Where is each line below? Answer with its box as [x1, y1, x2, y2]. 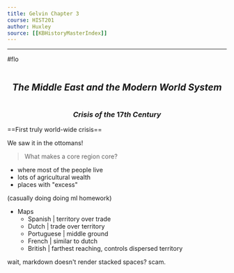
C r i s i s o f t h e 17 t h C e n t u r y [72, 109, 162, 119]
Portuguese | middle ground [27, 230, 109, 238]
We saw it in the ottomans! [7, 139, 84, 147]
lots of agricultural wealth [17, 173, 91, 181]
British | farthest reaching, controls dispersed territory [27, 245, 183, 253]
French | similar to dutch [27, 237, 97, 245]
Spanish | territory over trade [27, 215, 111, 223]
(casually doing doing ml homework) [7, 194, 112, 202]
